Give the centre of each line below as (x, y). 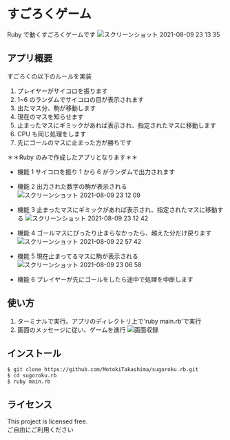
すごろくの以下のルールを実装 (49, 76)
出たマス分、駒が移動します (56, 108)
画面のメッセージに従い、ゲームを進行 (71, 329)
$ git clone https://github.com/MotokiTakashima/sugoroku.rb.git (103, 370)
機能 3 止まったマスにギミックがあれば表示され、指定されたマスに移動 (117, 209)
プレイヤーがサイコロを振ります (62, 91)
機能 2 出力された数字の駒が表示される (72, 186)
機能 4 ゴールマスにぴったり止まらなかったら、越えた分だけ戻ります (114, 233)
